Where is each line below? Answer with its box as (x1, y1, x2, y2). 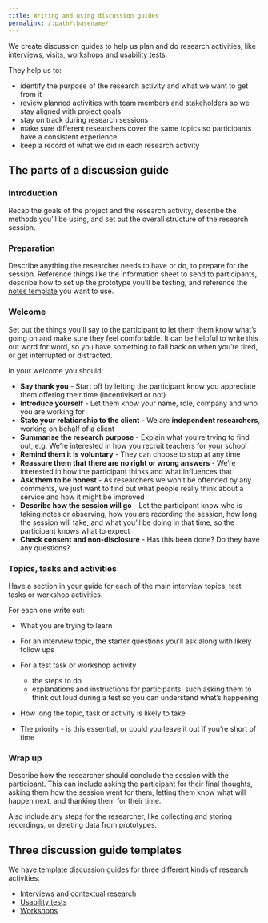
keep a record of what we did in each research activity (19, 140, 200, 150)
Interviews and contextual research (19, 889, 137, 898)
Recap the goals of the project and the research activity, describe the (8, 206, 238, 216)
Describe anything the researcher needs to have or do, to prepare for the (8, 261, 249, 271)
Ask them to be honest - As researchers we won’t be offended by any (19, 474, 252, 485)
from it (19, 89, 42, 99)
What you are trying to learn (19, 621, 113, 631)
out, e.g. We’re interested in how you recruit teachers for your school (19, 441, 247, 450)
